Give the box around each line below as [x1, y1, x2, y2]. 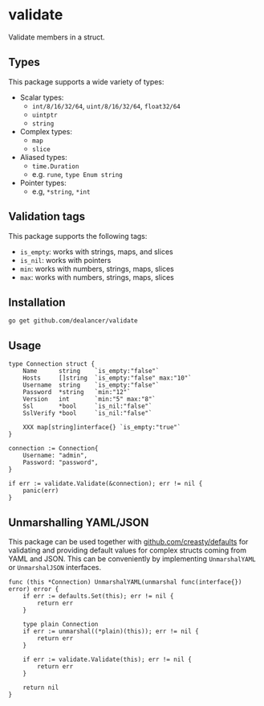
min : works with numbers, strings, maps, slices [19, 264, 174, 273]
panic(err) [22, 486, 59, 495]
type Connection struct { [8, 360, 95, 368]
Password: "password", [22, 458, 99, 467]
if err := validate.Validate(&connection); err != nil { [8, 480, 203, 488]
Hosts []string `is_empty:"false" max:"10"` [22, 374, 193, 383]
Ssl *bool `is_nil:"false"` [22, 402, 152, 411]
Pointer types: [19, 178, 67, 187]
